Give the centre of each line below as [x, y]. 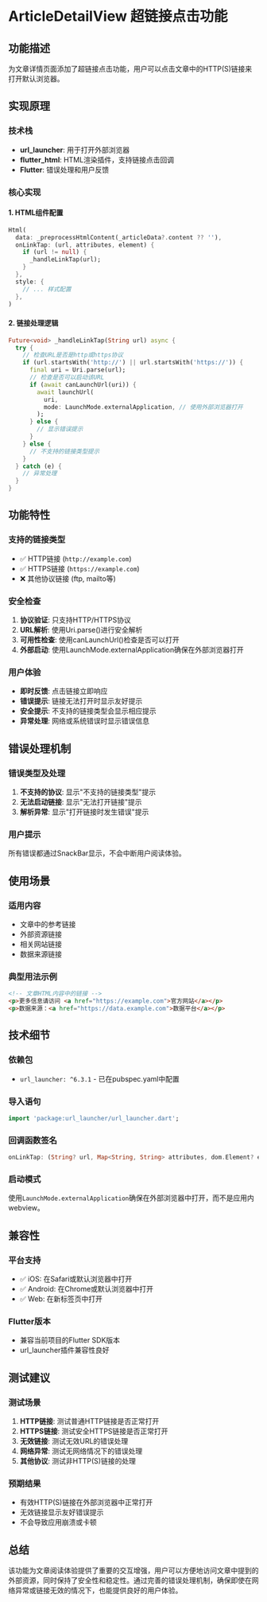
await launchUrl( [65, 392]
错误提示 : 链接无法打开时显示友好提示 [81, 701]
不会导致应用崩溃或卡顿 [58, 1522]
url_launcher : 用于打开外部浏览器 [74, 150]
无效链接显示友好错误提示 [62, 1512]
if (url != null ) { [55, 252]
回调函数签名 [33, 1140]
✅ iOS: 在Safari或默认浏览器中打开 [76, 1279]
